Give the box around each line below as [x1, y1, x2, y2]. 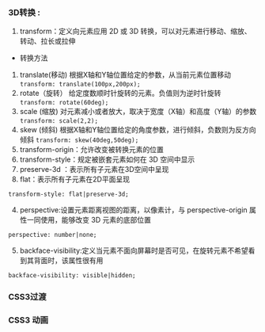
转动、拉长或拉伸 [19, 36, 76, 46]
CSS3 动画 [8, 315, 49, 326]
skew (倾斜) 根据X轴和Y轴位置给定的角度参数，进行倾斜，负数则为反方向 [19, 125, 257, 135]
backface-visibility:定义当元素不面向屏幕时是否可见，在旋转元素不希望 [19, 246, 249, 255]
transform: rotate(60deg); [19, 99, 109, 107]
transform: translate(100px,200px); [19, 81, 141, 89]
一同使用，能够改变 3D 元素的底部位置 [26, 216, 152, 225]
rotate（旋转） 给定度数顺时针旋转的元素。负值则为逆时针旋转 [19, 89, 221, 98]
